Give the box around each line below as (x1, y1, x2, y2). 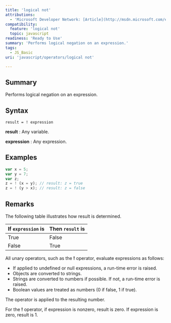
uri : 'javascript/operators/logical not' (5, 54, 95, 60)
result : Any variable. (5, 129, 49, 135)
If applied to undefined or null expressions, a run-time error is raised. (12, 265, 158, 271)
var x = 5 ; (5, 166, 28, 172)
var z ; (5, 176, 19, 181)
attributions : (5, 12, 36, 17)
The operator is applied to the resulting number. (5, 297, 105, 303)
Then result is (49, 225, 85, 232)
